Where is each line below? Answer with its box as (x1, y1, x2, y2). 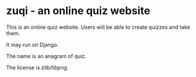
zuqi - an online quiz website (6, 4, 150, 18)
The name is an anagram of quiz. (6, 52, 87, 59)
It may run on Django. (6, 41, 59, 48)
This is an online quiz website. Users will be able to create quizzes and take (6, 24, 191, 31)
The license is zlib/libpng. (6, 63, 69, 71)
